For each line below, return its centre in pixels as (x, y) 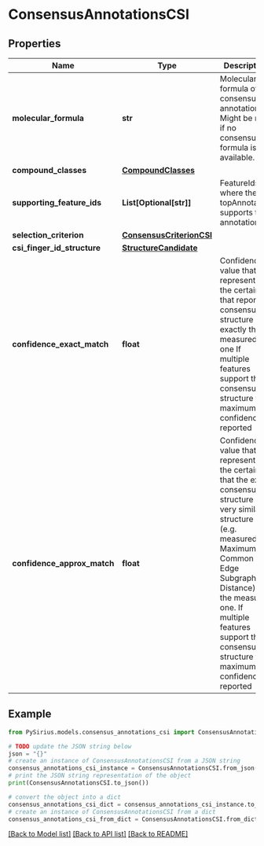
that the (234, 480)
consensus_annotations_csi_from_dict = (73, 819)
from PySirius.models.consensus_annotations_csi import (101, 732)
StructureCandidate (159, 248)
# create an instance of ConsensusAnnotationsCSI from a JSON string (125, 761)
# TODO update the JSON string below (70, 746)
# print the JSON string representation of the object (100, 776)
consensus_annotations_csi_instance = (71, 768)
